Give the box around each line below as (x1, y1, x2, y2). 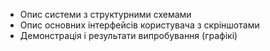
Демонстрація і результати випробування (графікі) (19, 30, 238, 41)
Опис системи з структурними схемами (19, 9, 192, 20)
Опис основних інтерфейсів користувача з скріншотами (19, 19, 260, 31)
